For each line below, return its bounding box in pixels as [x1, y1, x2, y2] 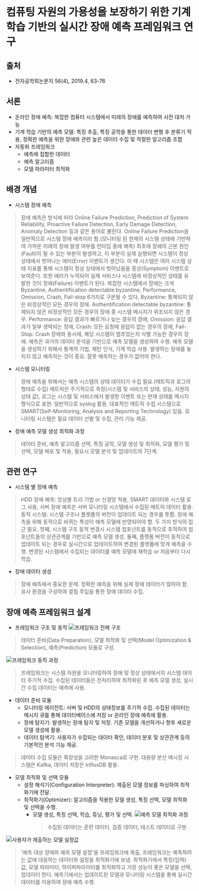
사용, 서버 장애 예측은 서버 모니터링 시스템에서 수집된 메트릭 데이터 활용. [27, 503, 194, 510]
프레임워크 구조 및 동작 [14, 624, 68, 631]
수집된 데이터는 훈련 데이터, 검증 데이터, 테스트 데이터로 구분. [47, 823, 188, 831]
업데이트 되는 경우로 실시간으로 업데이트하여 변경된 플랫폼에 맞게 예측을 [20, 541, 186, 548]
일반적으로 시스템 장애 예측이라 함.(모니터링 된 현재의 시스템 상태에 [20, 235, 175, 242]
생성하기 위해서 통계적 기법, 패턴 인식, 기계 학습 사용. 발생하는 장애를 [27, 345, 185, 352]
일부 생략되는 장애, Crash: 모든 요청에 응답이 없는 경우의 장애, [31, 323, 175, 330]
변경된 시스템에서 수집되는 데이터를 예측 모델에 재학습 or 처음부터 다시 [29, 548, 191, 555]
